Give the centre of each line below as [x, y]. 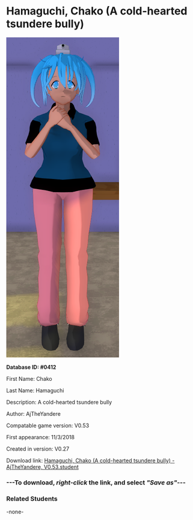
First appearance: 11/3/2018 [41, 437]
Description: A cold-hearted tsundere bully [59, 402]
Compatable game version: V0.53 [48, 425]
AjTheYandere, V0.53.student [43, 467]
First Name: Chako [29, 378]
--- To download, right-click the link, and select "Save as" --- [96, 482]
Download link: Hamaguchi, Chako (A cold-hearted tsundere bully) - [90, 460]
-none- [15, 512]
